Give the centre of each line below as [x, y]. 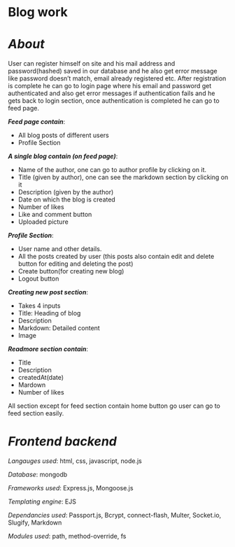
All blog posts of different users [63, 135]
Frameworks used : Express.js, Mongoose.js [71, 488]
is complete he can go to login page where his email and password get [110, 86]
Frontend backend [63, 442]
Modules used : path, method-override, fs [67, 537]
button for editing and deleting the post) [76, 264]
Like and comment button [55, 215]
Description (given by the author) [66, 192]
